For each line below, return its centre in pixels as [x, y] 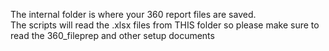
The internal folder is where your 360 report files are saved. [133, 14]
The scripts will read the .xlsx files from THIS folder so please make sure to [165, 25]
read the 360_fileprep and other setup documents [112, 35]
